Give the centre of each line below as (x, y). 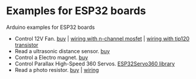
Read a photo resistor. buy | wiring (57, 70)
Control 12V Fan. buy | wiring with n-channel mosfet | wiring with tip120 (102, 38)
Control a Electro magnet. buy (51, 57)
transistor (26, 45)
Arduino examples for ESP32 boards (50, 27)
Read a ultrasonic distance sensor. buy (62, 51)
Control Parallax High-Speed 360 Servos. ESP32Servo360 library (95, 64)
